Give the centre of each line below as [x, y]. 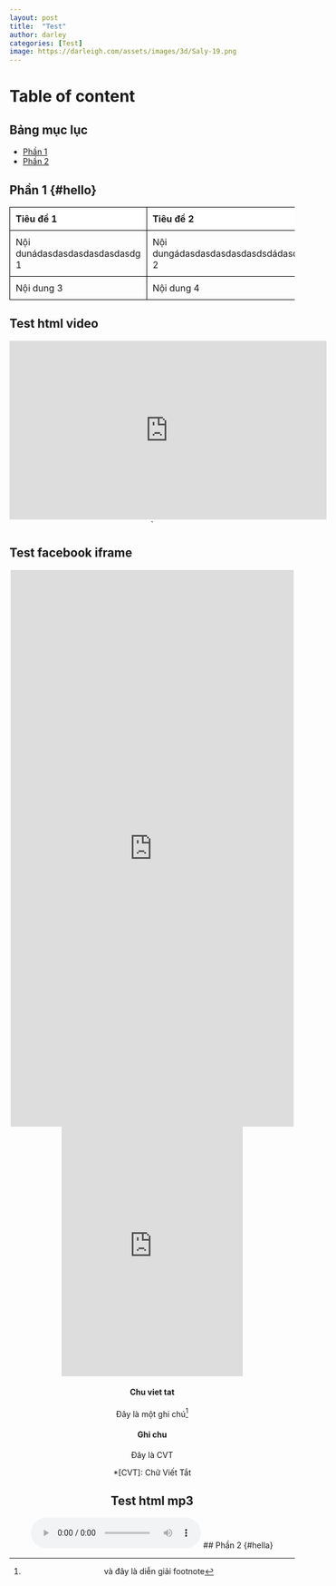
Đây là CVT [152, 1454]
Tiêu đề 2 [173, 219]
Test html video [54, 324]
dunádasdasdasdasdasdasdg [78, 253]
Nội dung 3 [39, 288]
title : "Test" [38, 26]
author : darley [38, 34]
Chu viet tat [152, 1392]
